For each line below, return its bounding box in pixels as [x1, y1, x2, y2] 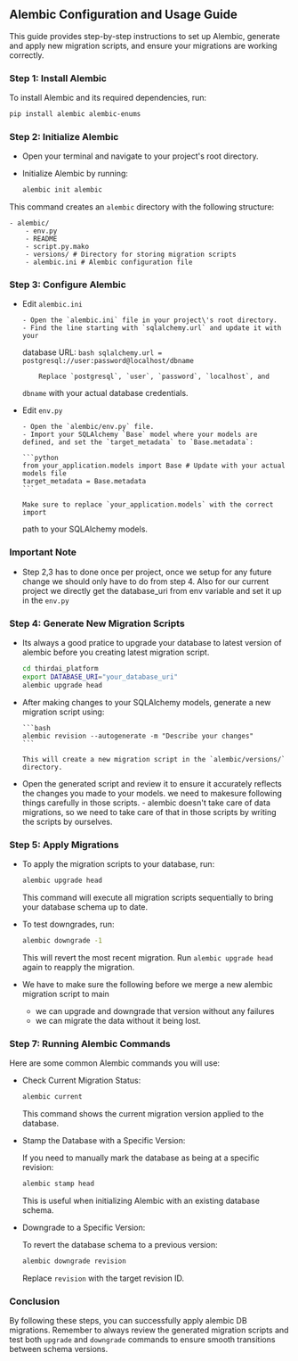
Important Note [9, 546, 77, 558]
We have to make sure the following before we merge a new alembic [21, 978, 273, 989]
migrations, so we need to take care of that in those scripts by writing [21, 806, 277, 817]
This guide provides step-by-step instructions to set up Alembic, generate [9, 30, 280, 41]
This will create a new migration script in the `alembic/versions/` [21, 755, 286, 763]
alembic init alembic [21, 186, 102, 194]
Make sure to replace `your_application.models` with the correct [21, 500, 274, 509]
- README [25, 235, 58, 243]
